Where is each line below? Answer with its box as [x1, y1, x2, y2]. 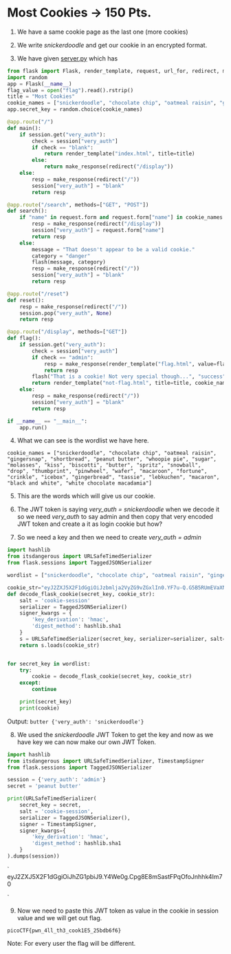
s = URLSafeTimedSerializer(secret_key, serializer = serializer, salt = [19, 635, 226, 642]
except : [19, 679, 41, 686]
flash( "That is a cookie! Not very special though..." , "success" [32, 373, 226, 380]
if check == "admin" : [32, 354, 94, 361]
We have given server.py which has [16, 54, 118, 63]
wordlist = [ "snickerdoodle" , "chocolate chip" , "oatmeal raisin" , [7, 572, 205, 579]
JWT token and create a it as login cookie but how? [16, 520, 163, 528]
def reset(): [7, 297, 45, 304]
